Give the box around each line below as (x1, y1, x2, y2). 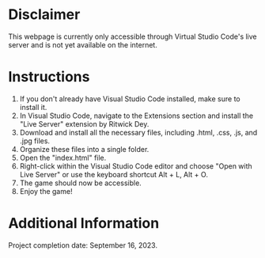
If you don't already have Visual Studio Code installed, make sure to (19, 93, 240, 104)
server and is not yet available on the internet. (8, 40, 158, 49)
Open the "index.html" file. (19, 153, 107, 162)
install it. (19, 102, 47, 112)
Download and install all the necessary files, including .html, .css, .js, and (19, 127, 258, 137)
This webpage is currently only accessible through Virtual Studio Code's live (8, 32, 257, 41)
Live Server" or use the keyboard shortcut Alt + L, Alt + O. (19, 169, 208, 179)
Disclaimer (8, 6, 81, 24)
